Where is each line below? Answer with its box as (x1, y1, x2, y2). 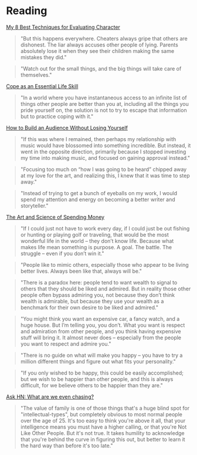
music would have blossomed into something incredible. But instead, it (20, 142, 191, 149)
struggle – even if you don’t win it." (20, 250, 104, 257)
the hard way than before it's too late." (20, 442, 113, 449)
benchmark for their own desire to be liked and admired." (20, 304, 158, 311)
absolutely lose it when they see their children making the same (20, 47, 175, 54)
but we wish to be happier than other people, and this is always (20, 375, 174, 383)
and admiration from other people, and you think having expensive (20, 327, 181, 334)
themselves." (20, 71, 52, 78)
